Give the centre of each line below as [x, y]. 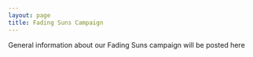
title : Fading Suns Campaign [56, 23]
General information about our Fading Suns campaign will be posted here [126, 45]
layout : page [29, 15]
